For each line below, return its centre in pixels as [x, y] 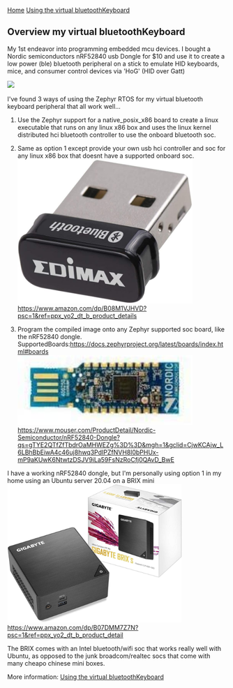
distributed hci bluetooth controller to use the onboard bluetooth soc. [116, 135]
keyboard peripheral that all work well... [64, 106]
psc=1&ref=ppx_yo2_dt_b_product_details [77, 316]
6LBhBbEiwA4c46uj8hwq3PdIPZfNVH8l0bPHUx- [88, 452]
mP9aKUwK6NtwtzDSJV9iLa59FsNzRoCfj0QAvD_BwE [96, 460]
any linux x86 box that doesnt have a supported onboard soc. [106, 156]
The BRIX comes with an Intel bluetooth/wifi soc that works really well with [114, 649]
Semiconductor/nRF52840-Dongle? [69, 438]
